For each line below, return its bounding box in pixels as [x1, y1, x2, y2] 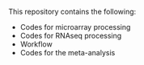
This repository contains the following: [8, 7, 137, 16]
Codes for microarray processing [19, 22, 131, 31]
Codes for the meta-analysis [19, 48, 116, 57]
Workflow [19, 39, 53, 49]
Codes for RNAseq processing [19, 31, 122, 40]
